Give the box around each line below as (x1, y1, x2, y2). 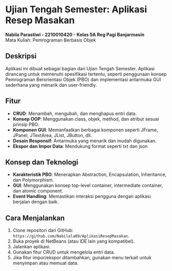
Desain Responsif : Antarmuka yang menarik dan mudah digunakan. (12, 138, 157, 144)
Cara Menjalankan (5, 214, 65, 222)
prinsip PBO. (12, 121, 40, 127)
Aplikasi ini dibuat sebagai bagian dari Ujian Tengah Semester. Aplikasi (5, 65, 155, 71)
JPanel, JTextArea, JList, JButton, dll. (12, 132, 92, 138)
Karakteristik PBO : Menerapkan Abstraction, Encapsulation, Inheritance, (12, 171, 167, 178)
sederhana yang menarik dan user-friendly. (5, 82, 97, 88)
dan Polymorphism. (12, 177, 54, 183)
